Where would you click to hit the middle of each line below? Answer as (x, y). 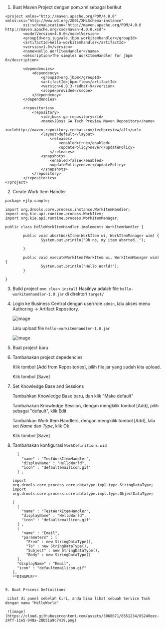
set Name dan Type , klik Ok (41, 426)
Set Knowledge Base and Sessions (48, 386)
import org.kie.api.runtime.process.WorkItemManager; (62, 218)
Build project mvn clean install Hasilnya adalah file (66, 289)
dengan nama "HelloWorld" (32, 603)
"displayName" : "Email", (44, 564)
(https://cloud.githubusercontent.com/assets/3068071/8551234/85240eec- (82, 616)
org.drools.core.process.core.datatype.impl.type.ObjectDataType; (83, 494)
